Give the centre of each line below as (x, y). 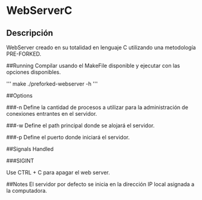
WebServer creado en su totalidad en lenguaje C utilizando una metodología (101, 47)
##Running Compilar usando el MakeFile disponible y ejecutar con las (93, 65)
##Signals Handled (30, 149)
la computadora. (27, 191)
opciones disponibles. (34, 72)
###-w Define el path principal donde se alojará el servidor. (80, 125)
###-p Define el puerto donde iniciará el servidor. (68, 137)
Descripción (30, 33)
